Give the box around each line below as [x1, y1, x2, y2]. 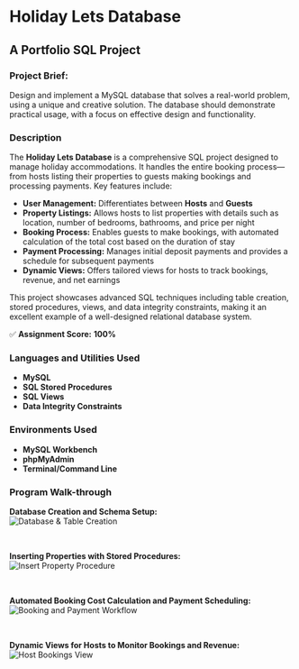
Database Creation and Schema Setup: [9, 507, 158, 518]
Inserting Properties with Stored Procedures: [9, 551, 181, 562]
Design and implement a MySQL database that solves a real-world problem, [9, 89, 291, 100]
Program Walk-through [9, 485, 113, 498]
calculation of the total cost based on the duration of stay [22, 236, 236, 247]
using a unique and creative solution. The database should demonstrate [9, 99, 276, 110]
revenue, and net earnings [22, 275, 121, 286]
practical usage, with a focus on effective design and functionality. [9, 108, 257, 119]
